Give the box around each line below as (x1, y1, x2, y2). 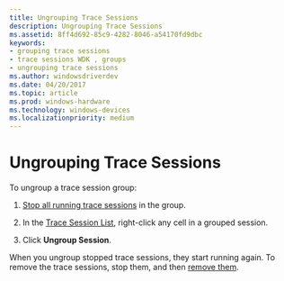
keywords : (9, 38, 47, 48)
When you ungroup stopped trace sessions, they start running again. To (9, 252, 276, 263)
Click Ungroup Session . (22, 235, 112, 246)
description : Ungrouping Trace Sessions (9, 22, 164, 31)
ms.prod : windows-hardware (9, 96, 111, 106)
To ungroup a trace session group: (9, 182, 138, 194)
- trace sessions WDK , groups (9, 55, 127, 64)
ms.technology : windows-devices (9, 105, 130, 114)
